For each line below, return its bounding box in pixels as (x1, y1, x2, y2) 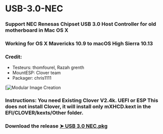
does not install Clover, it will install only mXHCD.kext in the (5, 103, 151, 110)
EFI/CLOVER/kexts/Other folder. (5, 109, 84, 116)
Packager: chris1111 (12, 75, 52, 81)
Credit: (5, 53, 22, 60)
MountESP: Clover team (12, 70, 61, 76)
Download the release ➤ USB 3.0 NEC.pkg (5, 123, 108, 130)
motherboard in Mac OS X (5, 27, 69, 34)
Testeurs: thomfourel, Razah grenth (12, 65, 84, 71)
